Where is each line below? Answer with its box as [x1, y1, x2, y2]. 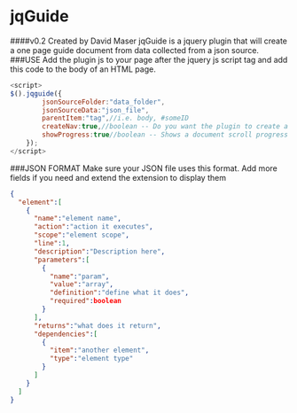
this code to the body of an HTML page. [10, 64, 156, 74]
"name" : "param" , [49, 272, 110, 281]
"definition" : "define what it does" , [49, 288, 190, 298]
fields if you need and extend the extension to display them [10, 172, 227, 183]
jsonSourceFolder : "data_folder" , [42, 97, 166, 106]
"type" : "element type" [49, 355, 134, 363]
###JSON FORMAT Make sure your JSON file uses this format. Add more [10, 162, 277, 174]
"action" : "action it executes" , [33, 222, 153, 231]
